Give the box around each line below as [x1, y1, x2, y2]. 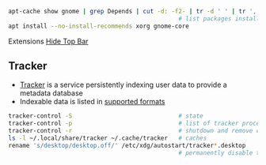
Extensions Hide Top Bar [8, 36, 89, 46]
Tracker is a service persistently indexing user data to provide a [19, 80, 227, 90]
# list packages [177, 14, 232, 23]
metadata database [19, 88, 83, 98]
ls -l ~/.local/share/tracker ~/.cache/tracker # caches [8, 134, 207, 142]
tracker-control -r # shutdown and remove [8, 127, 253, 135]
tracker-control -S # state [8, 112, 203, 120]
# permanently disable [177, 148, 253, 157]
